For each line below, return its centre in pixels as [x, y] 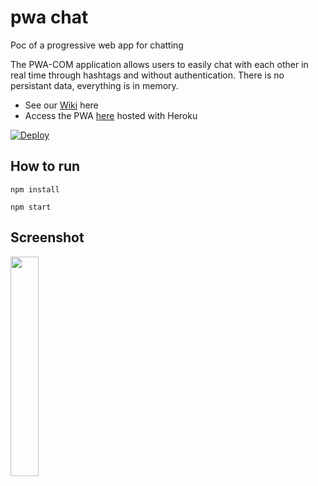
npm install [35, 189]
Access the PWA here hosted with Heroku [111, 115]
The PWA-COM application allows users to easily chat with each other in [159, 64]
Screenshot [47, 237]
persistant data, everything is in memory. [94, 85]
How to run [45, 166]
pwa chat [49, 17]
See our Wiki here [61, 105]
